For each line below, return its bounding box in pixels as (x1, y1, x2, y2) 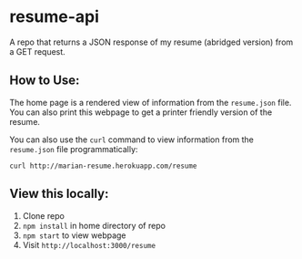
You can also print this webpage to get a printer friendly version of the (9, 107, 273, 118)
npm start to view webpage (22, 230, 126, 241)
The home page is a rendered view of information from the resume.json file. (9, 97, 292, 108)
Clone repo (22, 210, 65, 221)
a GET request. (9, 46, 65, 57)
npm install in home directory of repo (22, 220, 166, 231)
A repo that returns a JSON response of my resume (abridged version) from (9, 36, 294, 47)
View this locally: (9, 186, 109, 202)
